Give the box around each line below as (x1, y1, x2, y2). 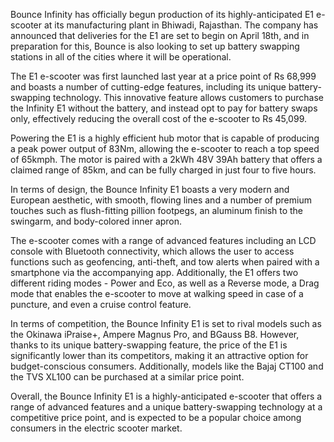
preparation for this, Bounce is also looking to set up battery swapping (10, 40, 300, 52)
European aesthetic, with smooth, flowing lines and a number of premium (10, 194, 312, 206)
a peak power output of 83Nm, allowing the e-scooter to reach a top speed (10, 143, 320, 154)
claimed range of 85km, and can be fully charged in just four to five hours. (10, 164, 317, 176)
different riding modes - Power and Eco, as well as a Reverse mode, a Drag (10, 277, 320, 289)
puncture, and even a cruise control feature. (10, 299, 192, 310)
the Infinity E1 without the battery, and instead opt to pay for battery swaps (10, 102, 318, 114)
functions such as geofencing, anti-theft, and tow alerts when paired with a (10, 256, 320, 268)
